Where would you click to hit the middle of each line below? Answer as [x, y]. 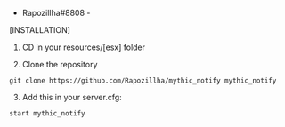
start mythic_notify [48, 114]
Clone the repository [60, 64]
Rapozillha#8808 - [56, 13]
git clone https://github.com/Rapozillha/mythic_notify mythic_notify [143, 81]
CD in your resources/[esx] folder [83, 47]
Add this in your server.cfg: [72, 97]
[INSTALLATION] [40, 30]
